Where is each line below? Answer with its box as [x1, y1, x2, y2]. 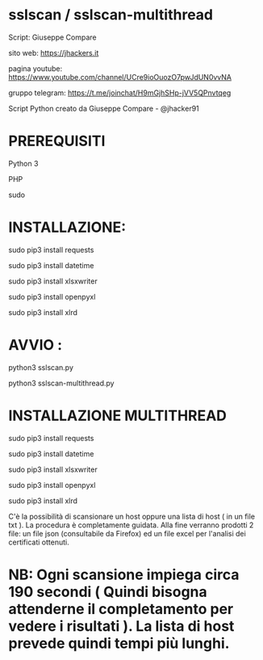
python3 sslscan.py [8, 362, 74, 372]
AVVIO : [8, 336, 63, 354]
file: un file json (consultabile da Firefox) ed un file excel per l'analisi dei [8, 528, 246, 538]
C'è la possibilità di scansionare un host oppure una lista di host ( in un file [8, 511, 256, 521]
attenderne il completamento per [8, 599, 234, 618]
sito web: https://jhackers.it [8, 48, 99, 57]
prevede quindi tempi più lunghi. [8, 634, 230, 652]
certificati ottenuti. [8, 537, 70, 547]
